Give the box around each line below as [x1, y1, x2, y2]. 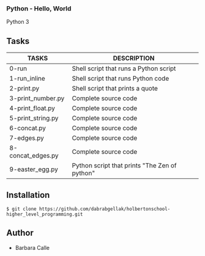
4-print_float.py [9, 104, 56, 112]
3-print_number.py [9, 94, 65, 103]
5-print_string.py [9, 114, 59, 123]
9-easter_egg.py [9, 165, 59, 174]
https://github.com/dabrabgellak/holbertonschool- [38, 206, 171, 212]
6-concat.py [9, 124, 46, 133]
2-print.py [9, 84, 40, 93]
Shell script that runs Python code [71, 75, 170, 83]
